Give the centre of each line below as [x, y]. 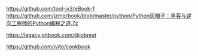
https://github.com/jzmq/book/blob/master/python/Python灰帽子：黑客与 [96, 15]
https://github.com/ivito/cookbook [48, 46]
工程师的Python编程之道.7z [45, 23]
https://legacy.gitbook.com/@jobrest [51, 35]
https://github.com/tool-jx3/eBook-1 [51, 9]
